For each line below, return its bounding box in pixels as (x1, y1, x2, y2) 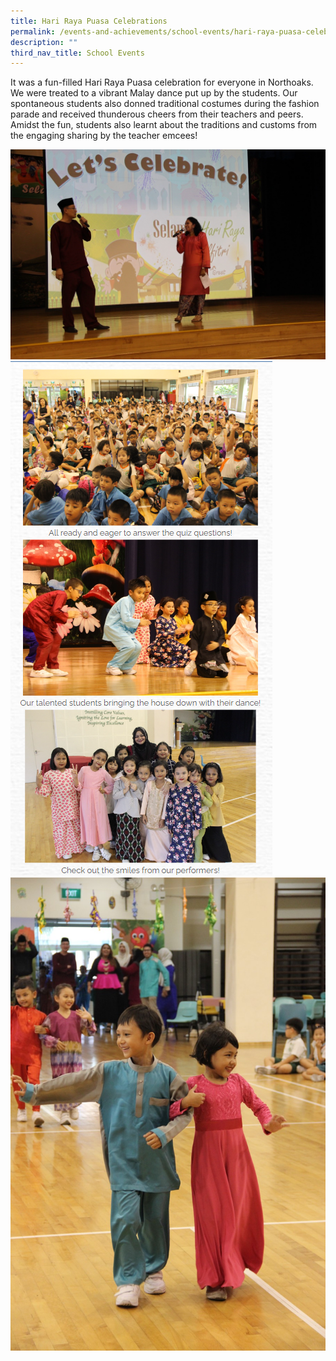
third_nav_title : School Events (10, 48, 145, 58)
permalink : (10, 26, 56, 37)
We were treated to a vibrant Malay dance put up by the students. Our (10, 87, 298, 99)
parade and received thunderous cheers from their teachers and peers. (10, 108, 304, 120)
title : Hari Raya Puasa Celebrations (10, 16, 168, 26)
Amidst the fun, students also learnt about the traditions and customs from (10, 119, 318, 131)
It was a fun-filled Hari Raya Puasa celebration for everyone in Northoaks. (10, 76, 314, 89)
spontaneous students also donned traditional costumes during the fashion (10, 98, 320, 110)
